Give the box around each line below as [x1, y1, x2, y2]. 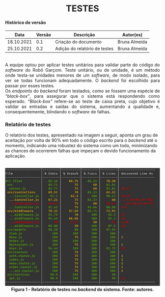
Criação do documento [55, 39, 102, 45]
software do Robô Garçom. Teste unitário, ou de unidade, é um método [5, 67, 160, 73]
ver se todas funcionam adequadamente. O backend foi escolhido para [5, 77, 160, 83]
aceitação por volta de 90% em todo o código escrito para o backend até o [5, 137, 158, 143]
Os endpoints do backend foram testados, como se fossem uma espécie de [5, 88, 160, 94]
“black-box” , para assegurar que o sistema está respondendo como [5, 93, 160, 99]
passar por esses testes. [5, 82, 55, 88]
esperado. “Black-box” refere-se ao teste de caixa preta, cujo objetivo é [5, 98, 161, 104]
